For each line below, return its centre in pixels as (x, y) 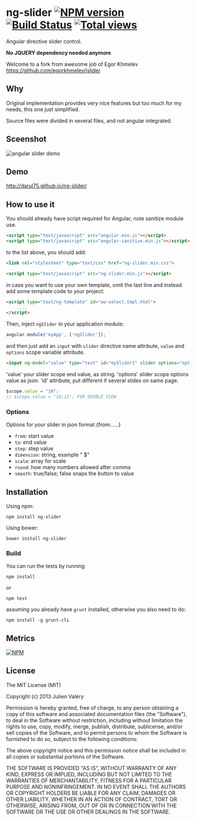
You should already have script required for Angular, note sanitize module (95, 219)
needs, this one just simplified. (43, 109)
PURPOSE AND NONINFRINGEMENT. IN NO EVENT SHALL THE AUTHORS (96, 786)
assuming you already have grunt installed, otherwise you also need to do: (96, 610)
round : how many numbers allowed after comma (72, 467)
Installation (27, 492)
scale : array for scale (40, 461)
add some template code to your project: (55, 291)
